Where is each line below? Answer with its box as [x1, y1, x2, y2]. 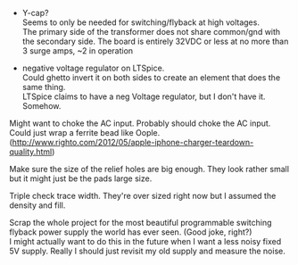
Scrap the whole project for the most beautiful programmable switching [9, 218, 272, 228]
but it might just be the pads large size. [9, 173, 153, 184]
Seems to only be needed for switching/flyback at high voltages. [21, 17, 261, 28]
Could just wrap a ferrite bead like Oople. [9, 128, 161, 137]
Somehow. [21, 101, 62, 111]
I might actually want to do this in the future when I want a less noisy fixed [9, 236, 282, 246]
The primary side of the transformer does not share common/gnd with [21, 27, 281, 37]
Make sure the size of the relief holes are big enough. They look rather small [9, 164, 290, 174]
